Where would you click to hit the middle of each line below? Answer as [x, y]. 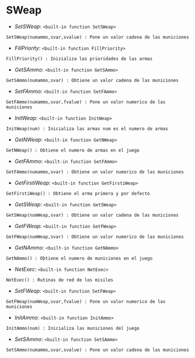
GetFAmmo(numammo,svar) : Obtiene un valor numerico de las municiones [95, 172]
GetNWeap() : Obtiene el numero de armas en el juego [73, 150]
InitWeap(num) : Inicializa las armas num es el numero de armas [87, 129]
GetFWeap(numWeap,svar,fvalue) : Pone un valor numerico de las [86, 301]
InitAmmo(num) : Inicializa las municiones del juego [73, 328]
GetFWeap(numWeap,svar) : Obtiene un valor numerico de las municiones [95, 237]
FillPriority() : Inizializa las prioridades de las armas [79, 59]
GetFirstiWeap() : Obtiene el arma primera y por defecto [78, 193]
